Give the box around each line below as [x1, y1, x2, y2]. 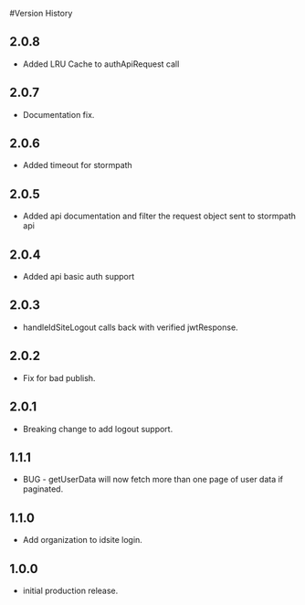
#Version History [9, 8, 73, 18]
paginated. [22, 483, 64, 494]
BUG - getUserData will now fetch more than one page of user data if [22, 474, 284, 485]
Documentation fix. [22, 109, 95, 120]
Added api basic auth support [22, 271, 135, 282]
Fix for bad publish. [22, 372, 96, 383]
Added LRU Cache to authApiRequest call [22, 58, 180, 69]
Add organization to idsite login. [22, 535, 143, 546]
